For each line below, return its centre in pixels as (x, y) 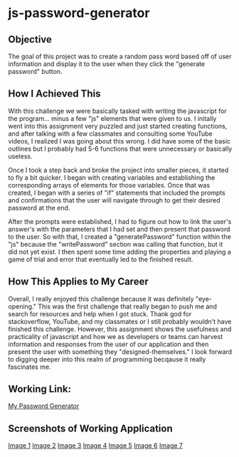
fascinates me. (30, 367)
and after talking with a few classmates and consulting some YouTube (110, 134)
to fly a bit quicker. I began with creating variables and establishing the (112, 177)
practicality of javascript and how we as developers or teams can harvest (116, 336)
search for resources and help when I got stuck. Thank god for (100, 313)
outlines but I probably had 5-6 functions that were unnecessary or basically (120, 149)
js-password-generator (79, 13)
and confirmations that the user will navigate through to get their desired (114, 200)
